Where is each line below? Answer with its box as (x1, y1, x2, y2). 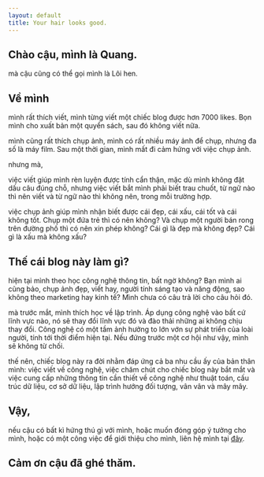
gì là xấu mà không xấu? (8, 232, 87, 242)
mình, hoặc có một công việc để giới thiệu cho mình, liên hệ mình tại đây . (8, 434, 245, 443)
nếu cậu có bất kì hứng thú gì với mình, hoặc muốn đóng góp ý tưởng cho (8, 425, 247, 434)
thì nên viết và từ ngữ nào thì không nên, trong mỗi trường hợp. (8, 192, 212, 202)
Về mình (8, 91, 50, 105)
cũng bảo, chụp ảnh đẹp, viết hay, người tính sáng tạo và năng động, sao (8, 284, 245, 294)
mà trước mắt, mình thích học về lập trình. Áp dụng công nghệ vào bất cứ (8, 308, 246, 317)
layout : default (8, 11, 61, 20)
